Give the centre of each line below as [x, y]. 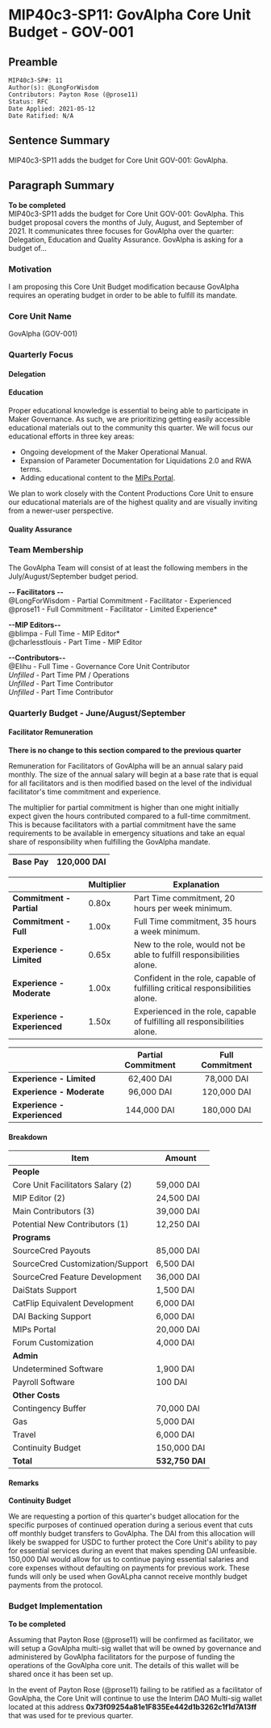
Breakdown [28, 1137]
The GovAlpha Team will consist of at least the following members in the [128, 567]
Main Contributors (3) [54, 1211]
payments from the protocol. [56, 1585]
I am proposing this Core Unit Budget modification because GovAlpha [124, 286]
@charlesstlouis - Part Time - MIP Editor [75, 642]
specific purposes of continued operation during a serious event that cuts [131, 1525]
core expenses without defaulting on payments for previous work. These [129, 1568]
